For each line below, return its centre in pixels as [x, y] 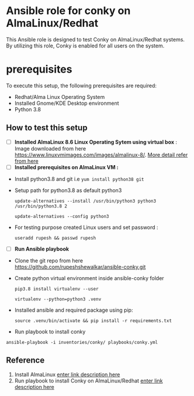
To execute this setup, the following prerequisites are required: [81, 86]
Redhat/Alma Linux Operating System [60, 97]
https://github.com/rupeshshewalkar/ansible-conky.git [80, 267]
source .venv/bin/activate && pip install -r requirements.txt [93, 320]
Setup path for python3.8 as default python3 [68, 190]
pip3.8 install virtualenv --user [56, 289]
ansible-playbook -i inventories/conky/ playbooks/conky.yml [82, 342]
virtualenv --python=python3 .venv [58, 299]
